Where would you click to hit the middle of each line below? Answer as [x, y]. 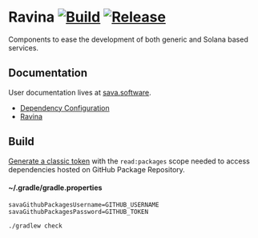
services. [23, 47]
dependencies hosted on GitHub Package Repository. [97, 169]
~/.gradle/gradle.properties [55, 188]
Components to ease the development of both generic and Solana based [128, 39]
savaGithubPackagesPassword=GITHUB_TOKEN [79, 212]
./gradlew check [35, 226]
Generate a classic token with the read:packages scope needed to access [129, 161]
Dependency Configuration [64, 107]
